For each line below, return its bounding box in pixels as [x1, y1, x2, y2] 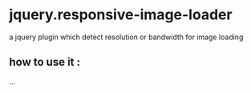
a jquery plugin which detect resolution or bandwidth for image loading [9, 32, 244, 42]
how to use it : [9, 55, 81, 69]
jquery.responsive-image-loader [9, 6, 233, 24]
